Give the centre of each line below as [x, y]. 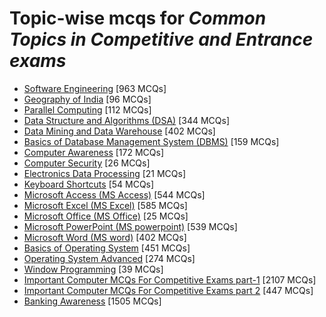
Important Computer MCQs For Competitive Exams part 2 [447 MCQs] [168, 290]
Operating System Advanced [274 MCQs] [109, 258]
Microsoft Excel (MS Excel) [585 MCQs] [105, 205]
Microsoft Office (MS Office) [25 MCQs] [106, 216]
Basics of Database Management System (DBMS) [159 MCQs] [151, 141]
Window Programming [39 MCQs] [93, 269]
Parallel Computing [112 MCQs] [87, 109]
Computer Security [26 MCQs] [87, 163]
